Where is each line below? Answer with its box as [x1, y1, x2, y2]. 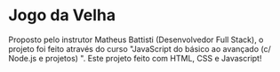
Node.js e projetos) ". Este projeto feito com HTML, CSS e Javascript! [8, 53, 262, 63]
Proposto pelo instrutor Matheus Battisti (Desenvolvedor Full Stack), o [8, 34, 264, 45]
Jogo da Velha [8, 5, 116, 25]
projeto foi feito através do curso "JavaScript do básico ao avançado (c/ [8, 43, 272, 54]
